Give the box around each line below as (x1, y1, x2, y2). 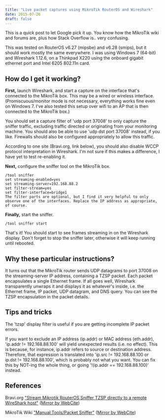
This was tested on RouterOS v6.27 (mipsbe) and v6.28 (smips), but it (5, 45, 147, 51)
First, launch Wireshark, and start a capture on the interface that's (5, 88, 140, 94)
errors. (5, 326, 19, 332)
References (5, 382, 41, 390)
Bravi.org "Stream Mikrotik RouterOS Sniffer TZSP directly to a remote (5, 394, 147, 400)
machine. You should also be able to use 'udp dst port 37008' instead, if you (5, 129, 160, 134)
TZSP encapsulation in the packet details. (5, 294, 90, 299)
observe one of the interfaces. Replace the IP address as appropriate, (5, 199, 158, 204)
